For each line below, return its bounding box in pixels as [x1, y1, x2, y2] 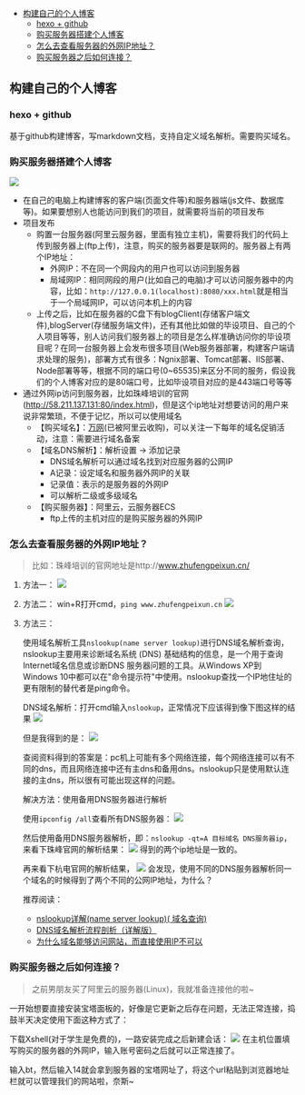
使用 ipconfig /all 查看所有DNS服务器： [22, 813, 172, 824]
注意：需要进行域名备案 [52, 433, 141, 443]
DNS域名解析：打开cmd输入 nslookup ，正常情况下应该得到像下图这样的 [22, 702, 288, 713]
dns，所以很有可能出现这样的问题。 [46, 775, 181, 786]
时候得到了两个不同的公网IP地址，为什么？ [54, 875, 213, 886]
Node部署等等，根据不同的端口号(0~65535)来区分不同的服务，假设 [35, 364, 288, 375]
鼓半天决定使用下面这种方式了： [9, 1014, 129, 1025]
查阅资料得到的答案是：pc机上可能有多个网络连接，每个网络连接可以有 [22, 752, 288, 763]
